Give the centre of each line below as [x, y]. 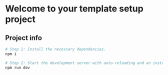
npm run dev [17, 67]
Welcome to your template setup [74, 9]
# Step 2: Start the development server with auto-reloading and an [78, 63]
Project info [24, 38]
